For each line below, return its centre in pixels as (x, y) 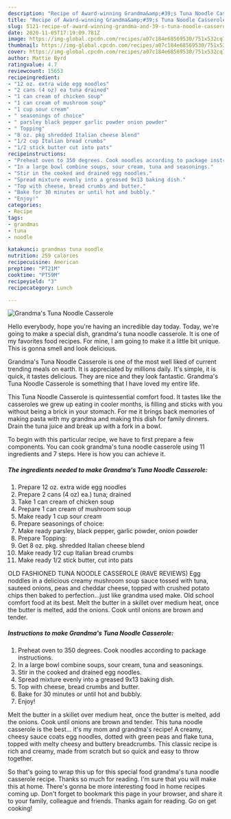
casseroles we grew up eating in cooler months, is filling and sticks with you (115, 404)
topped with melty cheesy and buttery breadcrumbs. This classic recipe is (113, 744)
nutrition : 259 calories (43, 256)
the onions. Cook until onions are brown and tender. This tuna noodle (105, 722)
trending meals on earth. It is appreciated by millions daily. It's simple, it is (112, 369)
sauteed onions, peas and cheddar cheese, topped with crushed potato (109, 588)
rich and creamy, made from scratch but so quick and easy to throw (104, 751)
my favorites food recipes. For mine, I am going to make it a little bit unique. (114, 341)
